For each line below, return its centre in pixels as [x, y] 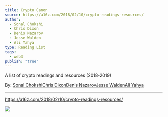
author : [13, 19]
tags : [11, 52]
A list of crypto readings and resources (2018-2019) [58, 75]
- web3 [16, 56]
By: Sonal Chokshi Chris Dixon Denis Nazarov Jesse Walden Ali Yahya [74, 85]
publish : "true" [22, 61]
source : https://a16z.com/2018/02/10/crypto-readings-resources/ [74, 15]
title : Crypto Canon [27, 10]
